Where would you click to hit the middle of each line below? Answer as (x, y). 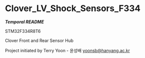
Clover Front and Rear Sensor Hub (39, 40)
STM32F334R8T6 (23, 31)
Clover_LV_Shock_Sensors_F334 (73, 8)
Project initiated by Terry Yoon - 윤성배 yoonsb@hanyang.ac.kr (67, 50)
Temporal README (24, 22)
